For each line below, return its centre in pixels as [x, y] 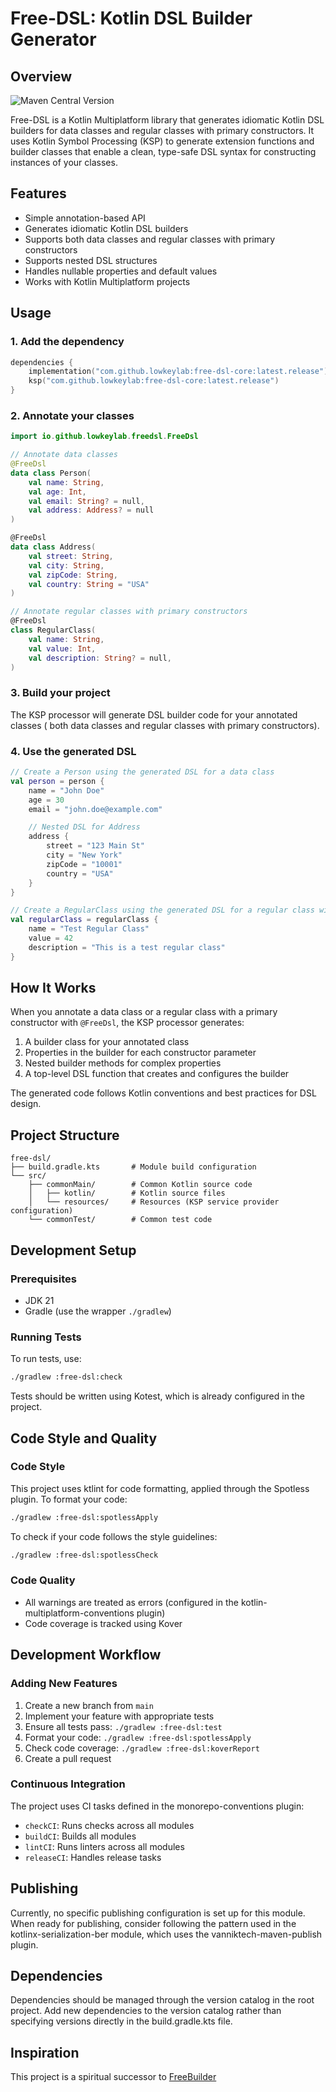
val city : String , [66, 565]
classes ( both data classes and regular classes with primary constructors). [165, 725]
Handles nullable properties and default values [121, 271]
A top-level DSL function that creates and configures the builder [157, 1074]
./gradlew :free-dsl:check [66, 1377]
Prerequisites [43, 1279]
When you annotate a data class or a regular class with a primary [144, 1012]
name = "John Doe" [66, 790]
